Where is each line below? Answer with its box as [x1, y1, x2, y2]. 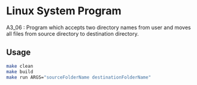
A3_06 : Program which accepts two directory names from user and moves [6, 24, 192, 31]
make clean [6, 63, 34, 69]
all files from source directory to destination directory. [6, 30, 139, 37]
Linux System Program [6, 4, 122, 18]
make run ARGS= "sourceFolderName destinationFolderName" [6, 74, 151, 80]
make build [6, 68, 34, 75]
